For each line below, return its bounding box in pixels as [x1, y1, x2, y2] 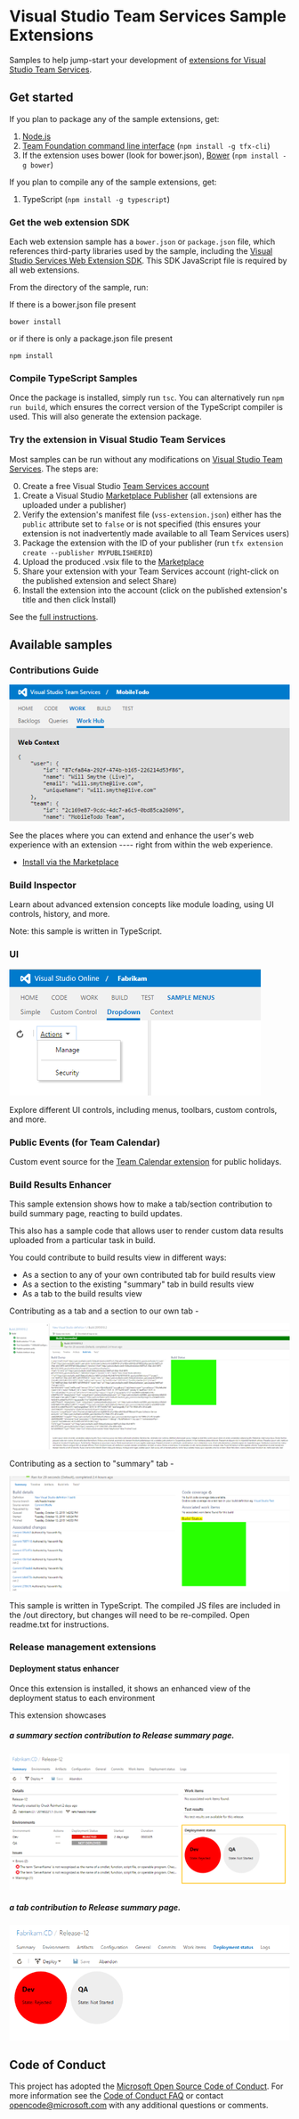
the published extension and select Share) [21, 575, 177, 585]
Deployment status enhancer [9, 1664, 120, 1674]
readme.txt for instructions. [9, 1619, 109, 1630]
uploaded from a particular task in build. [9, 1235, 156, 1246]
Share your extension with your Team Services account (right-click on [21, 566, 279, 577]
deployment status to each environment [9, 1692, 156, 1703]
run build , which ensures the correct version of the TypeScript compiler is [9, 402, 283, 413]
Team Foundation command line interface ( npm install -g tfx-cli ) [21, 140, 271, 151]
